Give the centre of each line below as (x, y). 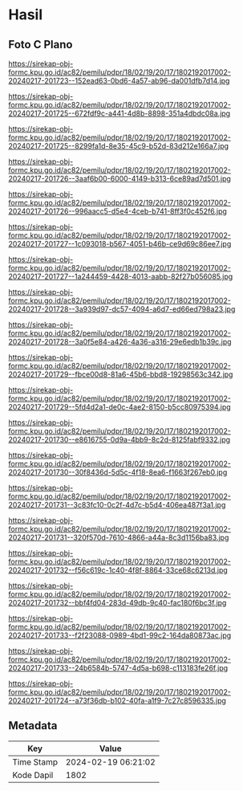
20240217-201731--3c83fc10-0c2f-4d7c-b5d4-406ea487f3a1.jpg (117, 505)
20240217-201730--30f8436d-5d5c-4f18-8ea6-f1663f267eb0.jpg (118, 472)
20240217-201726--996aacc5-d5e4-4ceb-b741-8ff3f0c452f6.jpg (117, 211)
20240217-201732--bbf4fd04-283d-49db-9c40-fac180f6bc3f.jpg (117, 603)
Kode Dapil (33, 775)
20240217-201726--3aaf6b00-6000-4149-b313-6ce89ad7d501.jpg (119, 179)
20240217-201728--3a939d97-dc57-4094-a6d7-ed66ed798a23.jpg (122, 309)
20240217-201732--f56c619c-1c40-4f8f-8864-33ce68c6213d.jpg (118, 570)
